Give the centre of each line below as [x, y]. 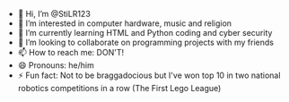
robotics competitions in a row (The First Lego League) [119, 88]
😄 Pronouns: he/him [56, 65]
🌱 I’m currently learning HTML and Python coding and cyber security [145, 33]
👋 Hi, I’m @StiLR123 [54, 14]
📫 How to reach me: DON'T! [70, 52]
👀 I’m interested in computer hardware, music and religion [124, 23]
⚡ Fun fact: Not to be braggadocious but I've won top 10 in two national [149, 75]
